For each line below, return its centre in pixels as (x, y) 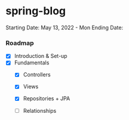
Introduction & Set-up (41, 56)
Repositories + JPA (47, 99)
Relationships (40, 110)
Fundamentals (32, 63)
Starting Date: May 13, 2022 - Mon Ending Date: (64, 27)
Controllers (37, 75)
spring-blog (36, 11)
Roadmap (20, 43)
